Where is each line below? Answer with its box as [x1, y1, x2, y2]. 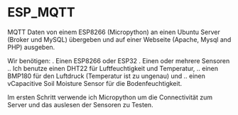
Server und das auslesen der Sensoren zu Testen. [7, 100, 154, 109]
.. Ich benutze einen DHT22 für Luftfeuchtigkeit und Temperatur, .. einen [7, 64, 219, 72]
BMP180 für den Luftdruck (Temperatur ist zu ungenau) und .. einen [7, 72, 206, 80]
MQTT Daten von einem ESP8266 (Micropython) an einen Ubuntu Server [7, 28, 220, 36]
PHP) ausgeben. [7, 43, 55, 51]
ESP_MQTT [7, 4, 76, 21]
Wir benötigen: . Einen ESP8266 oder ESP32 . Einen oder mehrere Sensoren [7, 56, 230, 65]
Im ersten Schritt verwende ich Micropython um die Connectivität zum [7, 93, 213, 102]
